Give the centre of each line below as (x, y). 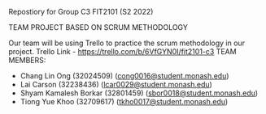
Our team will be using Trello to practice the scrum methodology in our (127, 43)
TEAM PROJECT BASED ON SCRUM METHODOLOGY (98, 27)
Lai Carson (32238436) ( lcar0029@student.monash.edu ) (116, 84)
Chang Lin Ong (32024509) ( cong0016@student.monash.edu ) (124, 76)
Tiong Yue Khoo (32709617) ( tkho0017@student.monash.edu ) (124, 101)
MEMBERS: (27, 60)
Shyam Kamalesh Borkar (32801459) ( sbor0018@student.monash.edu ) (139, 93)
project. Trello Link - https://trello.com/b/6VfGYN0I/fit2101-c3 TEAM (123, 51)
